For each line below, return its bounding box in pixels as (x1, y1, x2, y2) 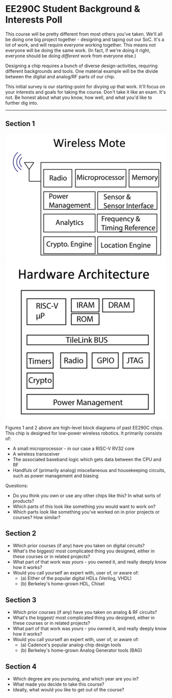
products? (12, 498, 34, 504)
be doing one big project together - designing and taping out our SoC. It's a (5, 36, 165, 43)
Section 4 (5, 662, 37, 671)
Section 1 (5, 119, 35, 128)
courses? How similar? (12, 514, 60, 520)
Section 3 (5, 596, 37, 604)
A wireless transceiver (12, 450, 60, 457)
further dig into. (5, 99, 38, 106)
